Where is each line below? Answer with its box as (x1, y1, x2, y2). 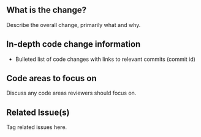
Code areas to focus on (6, 73, 97, 84)
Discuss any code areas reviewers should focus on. (6, 89, 137, 97)
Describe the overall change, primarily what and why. (6, 21, 141, 28)
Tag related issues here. (6, 123, 67, 131)
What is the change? (6, 5, 87, 15)
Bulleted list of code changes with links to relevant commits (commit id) (15, 55, 196, 63)
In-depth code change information (6, 39, 141, 50)
